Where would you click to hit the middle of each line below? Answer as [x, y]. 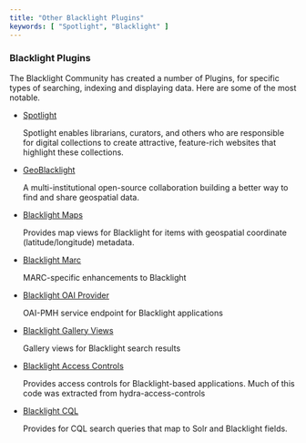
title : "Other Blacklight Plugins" [77, 18]
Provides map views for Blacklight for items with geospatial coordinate [154, 232]
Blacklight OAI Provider [66, 295]
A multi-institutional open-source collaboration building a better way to [155, 187]
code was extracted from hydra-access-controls [114, 393]
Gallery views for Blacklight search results [102, 348]
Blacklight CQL [51, 410]
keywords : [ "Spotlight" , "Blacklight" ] [89, 26]
